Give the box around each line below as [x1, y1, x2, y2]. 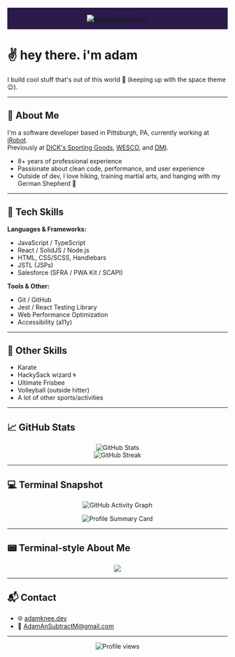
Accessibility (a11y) [17, 317, 73, 326]
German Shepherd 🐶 [17, 179, 77, 187]
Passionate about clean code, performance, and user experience [17, 164, 205, 173]
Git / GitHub [17, 296, 52, 304]
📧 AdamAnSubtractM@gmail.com [17, 622, 114, 630]
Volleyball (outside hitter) [17, 386, 90, 394]
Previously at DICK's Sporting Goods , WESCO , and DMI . [7, 143, 169, 152]
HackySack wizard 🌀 [17, 371, 76, 379]
